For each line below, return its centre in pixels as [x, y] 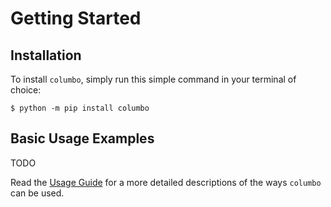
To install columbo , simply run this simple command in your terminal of [153, 79]
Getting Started [76, 18]
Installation [46, 55]
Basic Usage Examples [82, 138]
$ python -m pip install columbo [80, 108]
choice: [26, 90]
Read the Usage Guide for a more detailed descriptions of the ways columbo [166, 182]
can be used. [37, 193]
